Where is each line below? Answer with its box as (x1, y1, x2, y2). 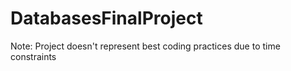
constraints (10, 50, 57, 62)
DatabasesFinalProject (10, 7, 203, 30)
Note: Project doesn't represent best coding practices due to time (10, 40, 281, 52)
